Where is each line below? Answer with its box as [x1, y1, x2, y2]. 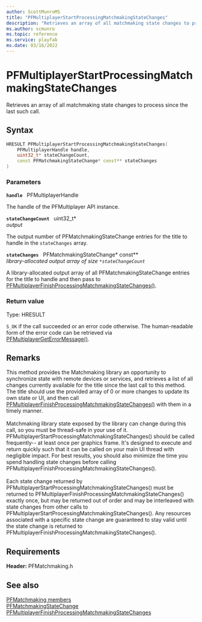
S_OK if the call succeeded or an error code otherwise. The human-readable [6, 322, 194, 329]
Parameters [6, 177, 41, 186]
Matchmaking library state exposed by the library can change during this [6, 420, 186, 427]
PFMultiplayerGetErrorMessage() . [6, 335, 90, 343]
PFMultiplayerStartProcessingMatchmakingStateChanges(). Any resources [6, 510, 191, 517]
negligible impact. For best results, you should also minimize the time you [6, 452, 188, 459]
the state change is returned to [6, 522, 83, 530]
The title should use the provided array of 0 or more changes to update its [6, 388, 189, 395]
